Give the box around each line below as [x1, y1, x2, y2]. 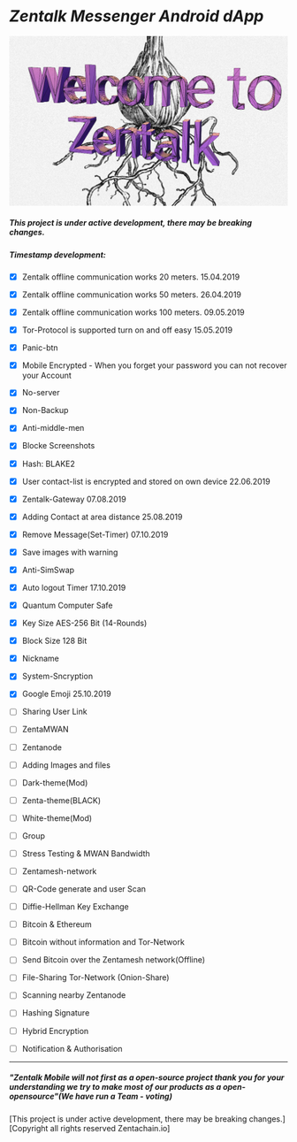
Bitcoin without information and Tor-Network [21, 937, 186, 947]
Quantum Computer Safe [21, 600, 113, 611]
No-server [21, 387, 60, 398]
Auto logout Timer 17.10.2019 [21, 582, 126, 593]
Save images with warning [21, 547, 118, 557]
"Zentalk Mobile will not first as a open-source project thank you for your [9, 1072, 285, 1083]
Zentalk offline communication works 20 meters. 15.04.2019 [21, 272, 240, 282]
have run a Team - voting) [74, 1091, 172, 1102]
